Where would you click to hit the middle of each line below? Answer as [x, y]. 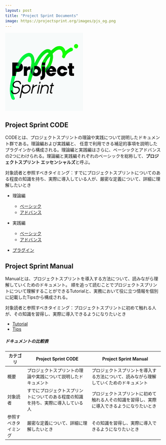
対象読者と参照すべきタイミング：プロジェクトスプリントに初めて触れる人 [81, 308]
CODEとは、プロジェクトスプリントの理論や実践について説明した [72, 138]
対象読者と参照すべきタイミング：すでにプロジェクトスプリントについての [81, 173]
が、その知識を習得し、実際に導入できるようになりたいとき [66, 314]
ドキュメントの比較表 [27, 341]
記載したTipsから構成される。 [40, 297]
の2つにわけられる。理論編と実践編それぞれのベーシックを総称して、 [76, 156]
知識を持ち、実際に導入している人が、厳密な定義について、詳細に [89, 179]
